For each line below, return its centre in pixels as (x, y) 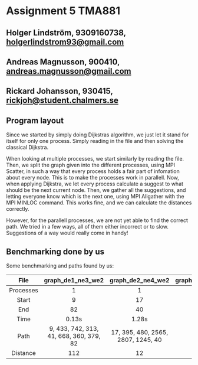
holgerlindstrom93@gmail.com (65, 42)
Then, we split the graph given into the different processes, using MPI (91, 165)
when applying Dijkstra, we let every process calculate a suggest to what (95, 184)
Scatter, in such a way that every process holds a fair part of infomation (93, 171)
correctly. (18, 209)
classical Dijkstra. (27, 147)
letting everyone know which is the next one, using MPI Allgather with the (95, 197)
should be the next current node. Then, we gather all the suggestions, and (96, 190)
